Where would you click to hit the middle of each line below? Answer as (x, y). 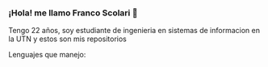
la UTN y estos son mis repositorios (67, 39)
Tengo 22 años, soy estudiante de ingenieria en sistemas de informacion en (134, 31)
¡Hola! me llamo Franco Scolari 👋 (73, 13)
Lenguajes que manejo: (47, 55)
